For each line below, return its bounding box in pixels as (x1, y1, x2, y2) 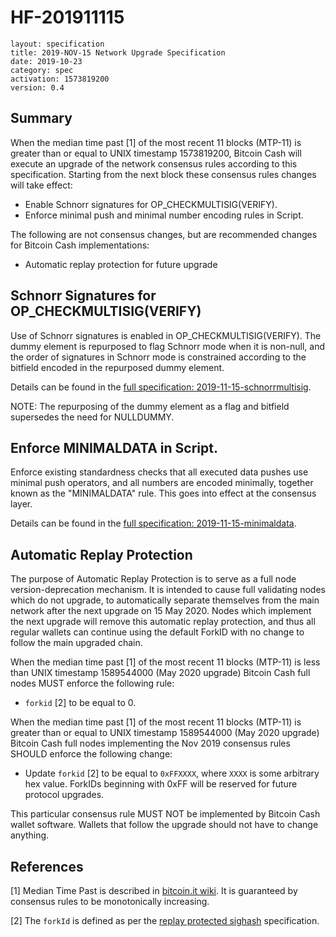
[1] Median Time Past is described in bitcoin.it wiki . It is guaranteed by (10, 885, 298, 896)
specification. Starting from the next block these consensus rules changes (10, 168, 317, 180)
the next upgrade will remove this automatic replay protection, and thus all (10, 616, 316, 628)
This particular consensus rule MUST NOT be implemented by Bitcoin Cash (10, 808, 321, 820)
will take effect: (10, 179, 73, 191)
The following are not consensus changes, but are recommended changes (10, 228, 318, 240)
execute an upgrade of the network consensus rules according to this (10, 157, 298, 170)
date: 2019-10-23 (10, 56, 83, 66)
